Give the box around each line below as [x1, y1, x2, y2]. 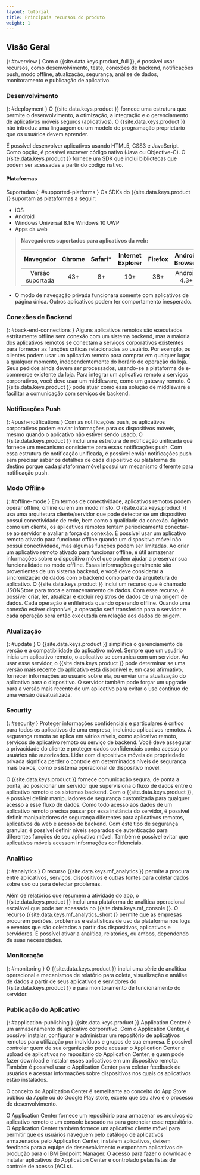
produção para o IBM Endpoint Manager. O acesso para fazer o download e [6, 1150, 192, 1157]
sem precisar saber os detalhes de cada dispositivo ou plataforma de [6, 457, 176, 464]
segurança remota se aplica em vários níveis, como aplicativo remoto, [6, 733, 178, 740]
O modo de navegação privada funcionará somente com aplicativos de [14, 291, 189, 299]
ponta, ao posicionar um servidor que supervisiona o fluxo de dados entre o [6, 782, 192, 790]
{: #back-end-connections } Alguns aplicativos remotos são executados [6, 326, 183, 333]
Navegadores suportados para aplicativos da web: [20, 237, 149, 244]
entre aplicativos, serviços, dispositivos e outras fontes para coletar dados [6, 874, 189, 882]
